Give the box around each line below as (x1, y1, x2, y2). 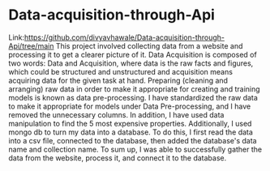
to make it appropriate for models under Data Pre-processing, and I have (8, 101, 251, 111)
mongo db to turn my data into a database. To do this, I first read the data (8, 127, 254, 137)
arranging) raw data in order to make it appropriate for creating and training (8, 83, 261, 94)
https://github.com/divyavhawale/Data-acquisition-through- (24, 32, 225, 42)
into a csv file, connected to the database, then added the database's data (8, 135, 257, 145)
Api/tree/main (8, 41, 54, 50)
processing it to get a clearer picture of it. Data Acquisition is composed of (8, 49, 257, 59)
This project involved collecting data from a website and (55, 41, 243, 50)
